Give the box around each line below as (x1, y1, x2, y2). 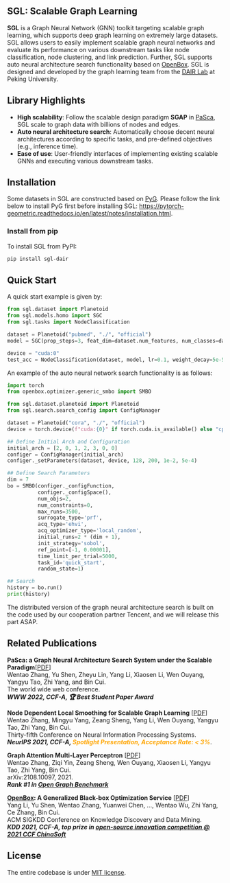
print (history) (7, 590, 51, 598)
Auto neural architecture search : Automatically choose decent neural (16, 127, 215, 136)
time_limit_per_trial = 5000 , (37, 553, 118, 560)
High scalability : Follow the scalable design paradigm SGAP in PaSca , (16, 113, 216, 121)
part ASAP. (7, 617, 38, 626)
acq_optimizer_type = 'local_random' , (37, 527, 142, 534)
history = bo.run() (7, 584, 63, 591)
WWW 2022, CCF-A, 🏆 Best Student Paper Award (7, 693, 154, 701)
